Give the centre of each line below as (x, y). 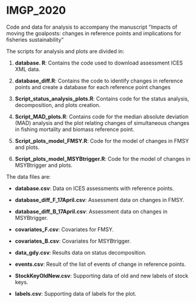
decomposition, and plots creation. (58, 105)
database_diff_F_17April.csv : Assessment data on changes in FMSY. (99, 200)
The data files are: (28, 176)
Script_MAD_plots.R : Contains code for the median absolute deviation (102, 117)
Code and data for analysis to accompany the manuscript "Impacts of (92, 27)
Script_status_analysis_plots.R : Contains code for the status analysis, (102, 99)
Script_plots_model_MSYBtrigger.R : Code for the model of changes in (102, 158)
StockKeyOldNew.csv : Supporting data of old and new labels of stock (102, 276)
